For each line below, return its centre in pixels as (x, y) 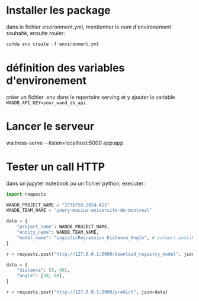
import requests (26, 194)
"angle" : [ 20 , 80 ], (41, 276)
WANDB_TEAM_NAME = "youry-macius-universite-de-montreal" (79, 211)
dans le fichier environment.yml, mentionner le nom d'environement (89, 27)
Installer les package (58, 10)
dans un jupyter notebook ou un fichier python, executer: (76, 183)
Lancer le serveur (50, 126)
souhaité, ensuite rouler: (36, 33)
